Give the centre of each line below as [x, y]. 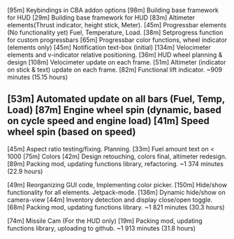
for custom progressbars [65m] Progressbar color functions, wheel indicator [117, 40]
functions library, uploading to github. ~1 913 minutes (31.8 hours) [102, 228]
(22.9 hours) [25, 171]
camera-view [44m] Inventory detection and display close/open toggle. [110, 200]
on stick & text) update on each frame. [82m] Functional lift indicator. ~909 [115, 70]
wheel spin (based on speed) [72, 132]
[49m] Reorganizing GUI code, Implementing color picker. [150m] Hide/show [117, 184]
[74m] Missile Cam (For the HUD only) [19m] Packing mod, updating [105, 221]
